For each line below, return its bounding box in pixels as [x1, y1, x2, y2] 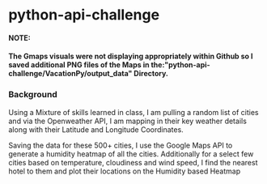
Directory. [133, 69, 168, 79]
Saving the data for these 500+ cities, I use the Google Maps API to [8, 140, 233, 150]
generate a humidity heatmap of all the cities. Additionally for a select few [8, 148, 254, 159]
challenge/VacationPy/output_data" [8, 69, 133, 79]
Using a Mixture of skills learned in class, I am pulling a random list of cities [8, 107, 259, 117]
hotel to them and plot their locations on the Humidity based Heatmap [8, 166, 241, 176]
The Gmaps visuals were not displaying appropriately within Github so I [8, 51, 253, 62]
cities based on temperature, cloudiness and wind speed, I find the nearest [8, 157, 258, 167]
